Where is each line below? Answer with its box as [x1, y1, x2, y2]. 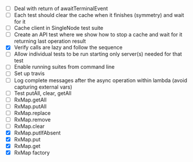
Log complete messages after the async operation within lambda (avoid [13, 76, 188, 84]
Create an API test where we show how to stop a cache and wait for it [13, 31, 182, 38]
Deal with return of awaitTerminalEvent [13, 5, 108, 12]
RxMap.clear [13, 123, 45, 130]
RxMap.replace [13, 109, 51, 116]
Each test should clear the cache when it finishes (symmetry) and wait [13, 12, 184, 19]
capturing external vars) [13, 83, 73, 90]
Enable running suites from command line [13, 63, 115, 70]
